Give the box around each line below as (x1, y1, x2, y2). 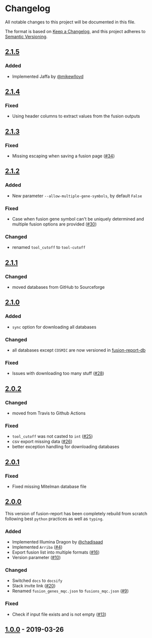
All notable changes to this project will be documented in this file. (5, 19, 136, 25)
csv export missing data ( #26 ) (12, 439, 73, 445)
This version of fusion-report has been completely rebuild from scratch (5, 510, 148, 516)
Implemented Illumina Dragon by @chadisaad (12, 539, 103, 545)
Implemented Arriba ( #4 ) (12, 544, 63, 550)
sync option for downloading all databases (12, 324, 97, 330)
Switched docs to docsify (12, 578, 63, 583)
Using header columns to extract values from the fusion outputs (12, 113, 140, 119)
